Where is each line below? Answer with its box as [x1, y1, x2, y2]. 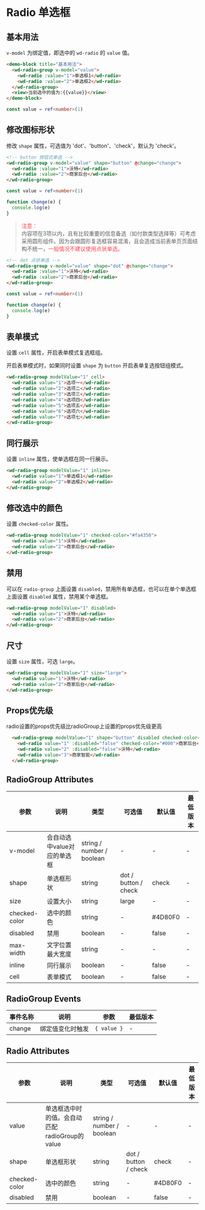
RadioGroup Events [6, 993, 81, 1004]
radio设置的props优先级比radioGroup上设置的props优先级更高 [6, 722, 162, 730]
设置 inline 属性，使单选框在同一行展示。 [6, 455, 112, 463]
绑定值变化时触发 [40, 1025, 90, 1033]
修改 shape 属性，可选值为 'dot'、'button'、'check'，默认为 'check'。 [6, 142, 180, 149]
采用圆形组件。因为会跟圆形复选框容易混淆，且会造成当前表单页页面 [21, 237, 193, 245]
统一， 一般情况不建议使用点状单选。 [32, 245, 123, 252]
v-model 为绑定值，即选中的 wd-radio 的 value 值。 [6, 49, 133, 56]
